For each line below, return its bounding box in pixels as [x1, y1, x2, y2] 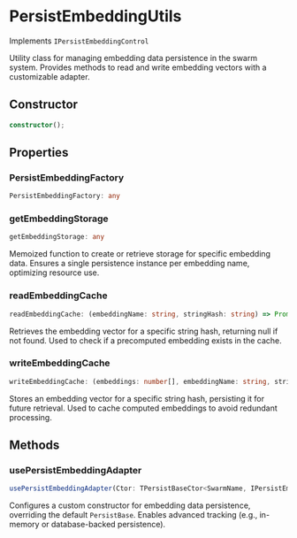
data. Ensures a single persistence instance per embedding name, [9, 258, 250, 269]
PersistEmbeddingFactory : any [9, 192, 121, 201]
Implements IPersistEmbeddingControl [9, 35, 149, 46]
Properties [9, 145, 69, 160]
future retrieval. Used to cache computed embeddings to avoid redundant [9, 403, 278, 413]
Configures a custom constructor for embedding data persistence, [9, 500, 251, 511]
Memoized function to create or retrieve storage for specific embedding [9, 249, 271, 259]
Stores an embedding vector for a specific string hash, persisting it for [9, 393, 265, 403]
